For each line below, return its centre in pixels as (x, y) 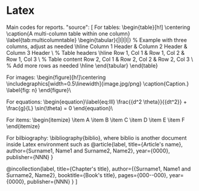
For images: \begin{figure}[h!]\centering (56, 77)
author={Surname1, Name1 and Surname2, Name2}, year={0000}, (88, 151)
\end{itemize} (23, 126)
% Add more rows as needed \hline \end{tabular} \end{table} (82, 65)
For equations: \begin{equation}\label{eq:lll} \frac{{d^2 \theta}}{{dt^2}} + (97, 102)
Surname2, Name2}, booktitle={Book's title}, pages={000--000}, (87, 175)
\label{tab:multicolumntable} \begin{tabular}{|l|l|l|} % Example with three (96, 40)
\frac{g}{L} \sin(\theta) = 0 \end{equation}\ (60, 108)
